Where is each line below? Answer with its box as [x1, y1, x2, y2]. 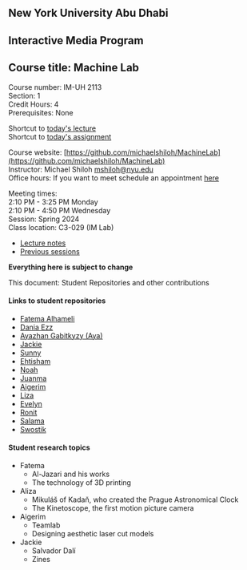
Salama [19, 416, 46, 426]
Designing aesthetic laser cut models [31, 529, 154, 538]
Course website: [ [8, 148, 67, 157]
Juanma [19, 373, 47, 383]
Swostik [19, 424, 46, 434]
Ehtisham [19, 356, 51, 366]
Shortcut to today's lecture [8, 123, 97, 133]
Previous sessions [19, 246, 80, 256]
